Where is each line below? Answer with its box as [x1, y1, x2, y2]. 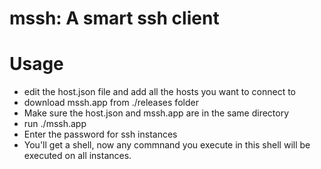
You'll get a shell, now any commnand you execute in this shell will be [23, 139, 311, 151]
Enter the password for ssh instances [23, 128, 178, 141]
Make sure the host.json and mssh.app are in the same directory [23, 107, 290, 119]
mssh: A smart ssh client [9, 7, 220, 30]
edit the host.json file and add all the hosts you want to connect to [23, 86, 297, 98]
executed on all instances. [23, 150, 132, 162]
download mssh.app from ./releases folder [23, 97, 199, 109]
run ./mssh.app [23, 118, 87, 130]
